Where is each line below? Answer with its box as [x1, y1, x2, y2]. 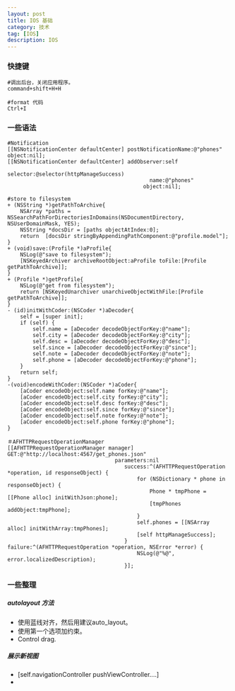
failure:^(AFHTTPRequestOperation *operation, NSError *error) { [7, 543, 203, 551]
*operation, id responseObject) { [7, 469, 109, 476]
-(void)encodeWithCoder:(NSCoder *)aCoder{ [7, 381, 138, 388]
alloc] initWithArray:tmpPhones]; [7, 525, 109, 532]
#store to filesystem [7, 195, 71, 202]
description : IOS [7, 37, 59, 44]
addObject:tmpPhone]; [7, 506, 71, 513]
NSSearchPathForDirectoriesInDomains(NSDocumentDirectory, [7, 214, 185, 221]
